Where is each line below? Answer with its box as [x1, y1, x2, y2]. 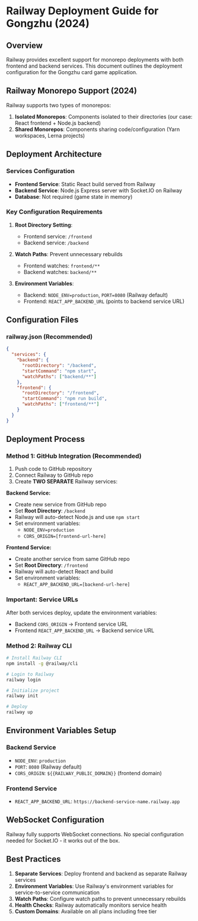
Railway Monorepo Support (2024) [6, 86, 138, 96]
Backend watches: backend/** [23, 268, 97, 275]
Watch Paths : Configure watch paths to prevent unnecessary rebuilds [14, 895, 186, 902]
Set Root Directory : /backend [14, 507, 86, 514]
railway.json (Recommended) [6, 333, 93, 341]
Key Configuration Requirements [6, 208, 103, 216]
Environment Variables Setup [6, 725, 117, 736]
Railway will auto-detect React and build [14, 568, 113, 575]
